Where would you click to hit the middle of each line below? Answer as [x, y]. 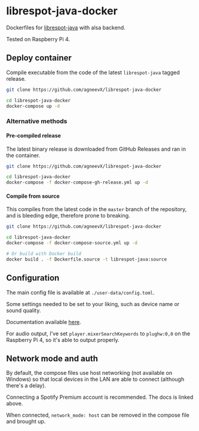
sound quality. [24, 310]
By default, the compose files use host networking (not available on [89, 373]
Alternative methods [37, 121]
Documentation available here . [44, 322]
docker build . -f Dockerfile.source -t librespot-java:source [87, 259]
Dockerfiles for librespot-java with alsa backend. [66, 27]
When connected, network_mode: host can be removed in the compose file [98, 415]
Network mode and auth [52, 358]
